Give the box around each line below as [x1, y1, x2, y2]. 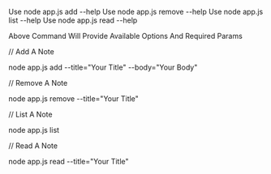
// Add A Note [8, 47, 54, 56]
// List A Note [8, 109, 53, 119]
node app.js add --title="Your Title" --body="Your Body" [8, 62, 198, 72]
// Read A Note [8, 141, 58, 151]
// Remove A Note [8, 79, 68, 87]
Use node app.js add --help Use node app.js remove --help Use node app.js [8, 7, 264, 16]
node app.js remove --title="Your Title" [8, 94, 140, 104]
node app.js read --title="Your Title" [8, 157, 129, 166]
